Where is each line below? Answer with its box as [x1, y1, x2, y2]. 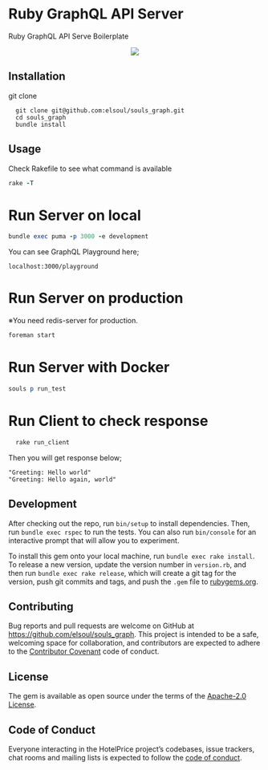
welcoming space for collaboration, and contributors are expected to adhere [8, 638, 261, 648]
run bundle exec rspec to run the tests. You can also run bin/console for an [8, 527, 257, 537]
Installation [8, 70, 66, 83]
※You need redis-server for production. [8, 316, 138, 326]
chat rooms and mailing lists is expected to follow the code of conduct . [8, 752, 242, 762]
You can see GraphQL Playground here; [8, 247, 140, 257]
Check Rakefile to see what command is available [8, 164, 173, 173]
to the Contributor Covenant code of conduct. [8, 646, 160, 656]
